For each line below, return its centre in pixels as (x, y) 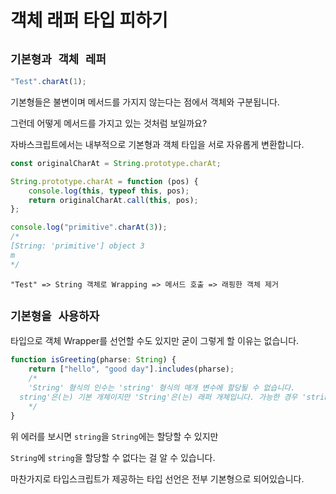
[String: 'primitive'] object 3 (77, 246)
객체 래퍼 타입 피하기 (89, 20)
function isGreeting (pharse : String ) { (93, 360)
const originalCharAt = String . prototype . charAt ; (116, 163)
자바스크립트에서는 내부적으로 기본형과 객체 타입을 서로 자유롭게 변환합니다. (157, 144)
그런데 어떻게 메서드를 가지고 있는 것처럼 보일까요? (109, 123)
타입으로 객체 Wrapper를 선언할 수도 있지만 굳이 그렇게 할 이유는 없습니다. (155, 341)
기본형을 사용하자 (55, 316)
